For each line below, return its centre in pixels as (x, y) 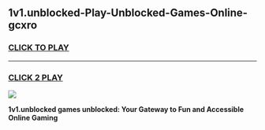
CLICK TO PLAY (39, 48)
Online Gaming (33, 117)
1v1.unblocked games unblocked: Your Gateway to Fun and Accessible (126, 109)
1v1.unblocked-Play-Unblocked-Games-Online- (128, 13)
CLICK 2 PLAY (35, 77)
